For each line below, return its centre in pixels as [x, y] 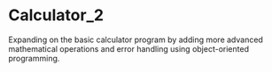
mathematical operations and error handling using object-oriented [129, 48]
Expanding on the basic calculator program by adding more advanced [136, 40]
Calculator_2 [56, 15]
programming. [34, 58]
